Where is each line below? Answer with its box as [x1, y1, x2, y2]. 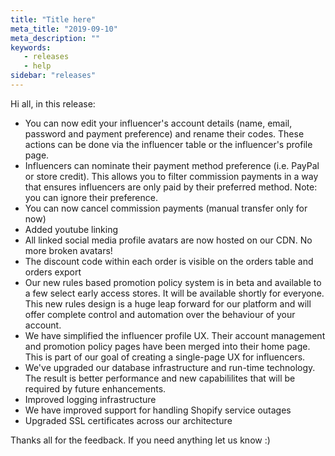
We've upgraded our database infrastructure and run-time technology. [24, 361, 316, 373]
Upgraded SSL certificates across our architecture [24, 414, 233, 426]
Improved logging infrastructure [24, 393, 157, 405]
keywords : [10, 42, 52, 53]
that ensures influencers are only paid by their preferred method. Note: [24, 181, 318, 193]
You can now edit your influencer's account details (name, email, [24, 117, 293, 129]
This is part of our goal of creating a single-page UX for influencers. [24, 351, 306, 363]
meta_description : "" [10, 33, 101, 43]
